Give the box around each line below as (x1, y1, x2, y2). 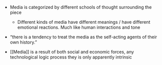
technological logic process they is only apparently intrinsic (9, 54, 132, 60)
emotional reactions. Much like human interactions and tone (17, 24, 141, 30)
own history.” (9, 39, 37, 45)
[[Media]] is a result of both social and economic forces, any (9, 49, 134, 55)
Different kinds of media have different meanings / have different (17, 19, 151, 25)
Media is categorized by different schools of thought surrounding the (9, 4, 152, 10)
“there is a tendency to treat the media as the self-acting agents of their (9, 34, 158, 40)
